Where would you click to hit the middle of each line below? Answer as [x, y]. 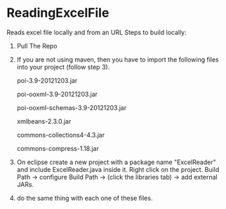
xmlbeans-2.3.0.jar [44, 121]
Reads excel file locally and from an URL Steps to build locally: [97, 32]
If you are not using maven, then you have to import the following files [118, 59]
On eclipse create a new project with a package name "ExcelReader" [116, 162]
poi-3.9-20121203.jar [47, 80]
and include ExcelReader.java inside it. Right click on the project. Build [118, 169]
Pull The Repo [37, 46]
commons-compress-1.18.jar [58, 148]
